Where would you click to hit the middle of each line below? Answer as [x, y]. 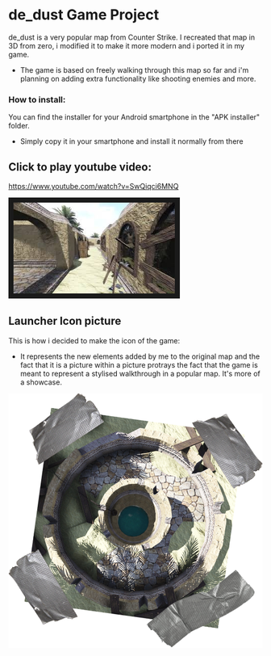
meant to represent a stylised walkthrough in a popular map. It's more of [140, 373]
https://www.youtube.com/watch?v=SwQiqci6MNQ [94, 187]
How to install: [37, 99]
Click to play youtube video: [80, 167]
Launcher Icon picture [65, 321]
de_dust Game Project [84, 15]
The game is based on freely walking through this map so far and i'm [134, 69]
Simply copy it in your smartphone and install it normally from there [131, 141]
